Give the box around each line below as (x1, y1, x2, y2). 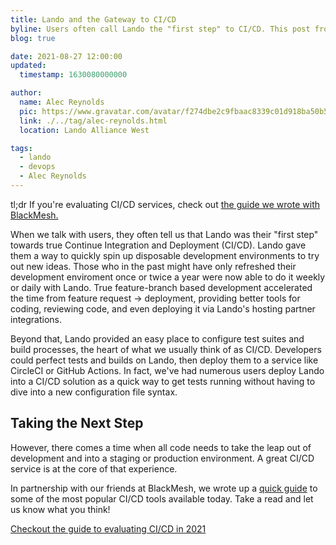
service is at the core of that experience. (10, 462, 178, 475)
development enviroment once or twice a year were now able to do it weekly (10, 271, 326, 283)
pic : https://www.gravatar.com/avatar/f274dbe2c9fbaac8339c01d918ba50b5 (19, 106, 329, 116)
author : (10, 88, 43, 98)
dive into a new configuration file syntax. (10, 386, 178, 398)
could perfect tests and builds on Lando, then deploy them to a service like (10, 354, 319, 366)
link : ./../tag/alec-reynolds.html (19, 116, 168, 126)
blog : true (10, 33, 56, 43)
